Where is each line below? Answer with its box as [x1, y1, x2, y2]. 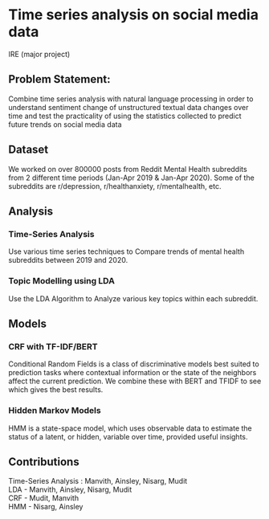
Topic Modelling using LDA [8, 276, 115, 287]
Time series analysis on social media [8, 6, 259, 24]
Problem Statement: [8, 72, 111, 86]
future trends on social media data [8, 119, 122, 129]
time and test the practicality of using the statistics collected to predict [8, 111, 242, 121]
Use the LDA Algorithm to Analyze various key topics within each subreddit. [8, 293, 259, 303]
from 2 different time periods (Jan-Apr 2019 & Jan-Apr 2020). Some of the [8, 173, 255, 182]
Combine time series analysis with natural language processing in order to [8, 94, 254, 104]
